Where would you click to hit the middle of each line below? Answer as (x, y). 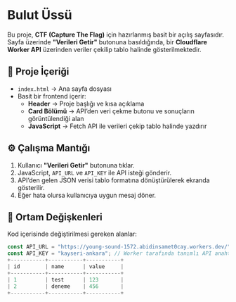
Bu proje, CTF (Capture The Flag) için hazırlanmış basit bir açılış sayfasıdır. (116, 34)
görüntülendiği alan (56, 118)
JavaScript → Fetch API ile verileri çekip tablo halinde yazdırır (117, 126)
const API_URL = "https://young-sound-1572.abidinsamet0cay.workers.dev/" (119, 247)
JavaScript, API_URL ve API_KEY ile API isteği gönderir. (94, 172)
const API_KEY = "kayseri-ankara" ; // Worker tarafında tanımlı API (110, 253)
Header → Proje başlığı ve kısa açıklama (86, 103)
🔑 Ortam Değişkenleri (55, 217)
